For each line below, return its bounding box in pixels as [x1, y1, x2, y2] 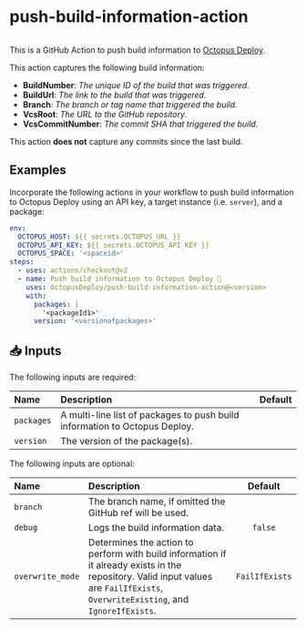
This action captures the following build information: [9, 62, 205, 73]
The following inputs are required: [9, 371, 137, 383]
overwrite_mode [14, 572, 80, 582]
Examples [9, 162, 66, 178]
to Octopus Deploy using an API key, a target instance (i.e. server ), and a [9, 196, 283, 207]
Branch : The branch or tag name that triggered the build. [22, 98, 239, 110]
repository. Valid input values [87, 571, 213, 583]
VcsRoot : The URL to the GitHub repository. [22, 108, 188, 119]
